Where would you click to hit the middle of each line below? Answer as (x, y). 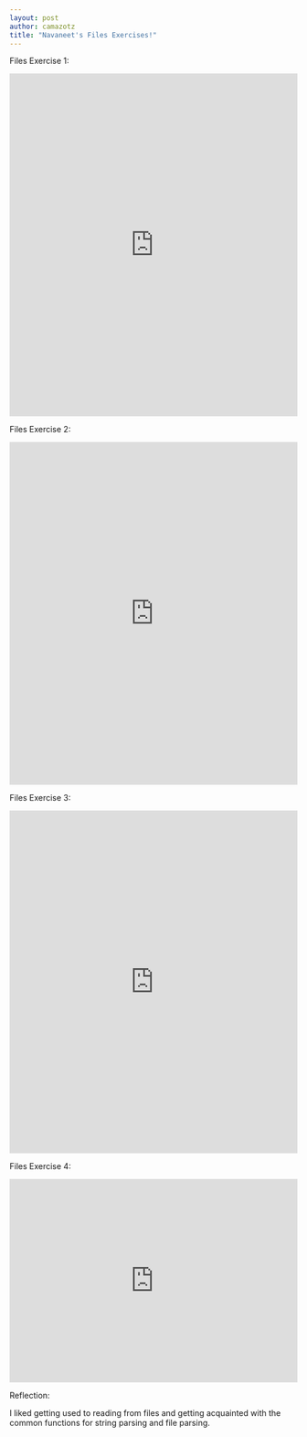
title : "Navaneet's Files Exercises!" (83, 35)
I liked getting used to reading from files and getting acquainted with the (145, 1413)
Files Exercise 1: (40, 61)
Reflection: (30, 1396)
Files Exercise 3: (40, 798)
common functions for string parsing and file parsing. (110, 1423)
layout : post (34, 18)
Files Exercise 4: (40, 1166)
